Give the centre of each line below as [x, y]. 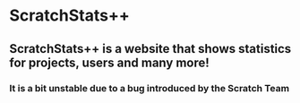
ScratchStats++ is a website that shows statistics [150, 49]
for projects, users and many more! [110, 62]
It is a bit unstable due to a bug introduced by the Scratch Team [149, 88]
